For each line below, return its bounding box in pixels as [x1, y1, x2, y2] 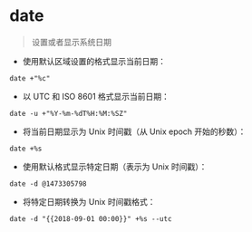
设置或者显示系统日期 [31, 36, 111, 47]
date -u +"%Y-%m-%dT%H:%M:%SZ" [9, 109, 128, 118]
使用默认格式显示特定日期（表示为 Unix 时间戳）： [22, 160, 208, 172]
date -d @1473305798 [9, 179, 88, 188]
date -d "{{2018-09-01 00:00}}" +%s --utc [9, 214, 172, 223]
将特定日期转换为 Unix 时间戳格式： [22, 196, 156, 207]
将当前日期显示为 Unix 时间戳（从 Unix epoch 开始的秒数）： [22, 126, 247, 137]
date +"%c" [9, 73, 51, 82]
